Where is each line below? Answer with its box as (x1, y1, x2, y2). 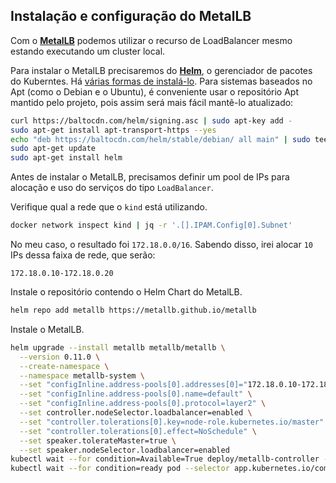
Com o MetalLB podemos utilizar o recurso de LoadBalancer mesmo (10, 34, 293, 46)
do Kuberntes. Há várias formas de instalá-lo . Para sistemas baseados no (10, 75, 313, 87)
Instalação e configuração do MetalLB (10, 8, 252, 25)
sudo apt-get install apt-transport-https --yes (10, 125, 217, 135)
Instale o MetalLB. (10, 323, 85, 335)
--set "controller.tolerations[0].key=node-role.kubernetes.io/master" (19, 417, 325, 427)
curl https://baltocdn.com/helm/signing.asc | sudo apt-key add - (10, 115, 293, 126)
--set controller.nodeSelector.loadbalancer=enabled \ (19, 408, 253, 418)
